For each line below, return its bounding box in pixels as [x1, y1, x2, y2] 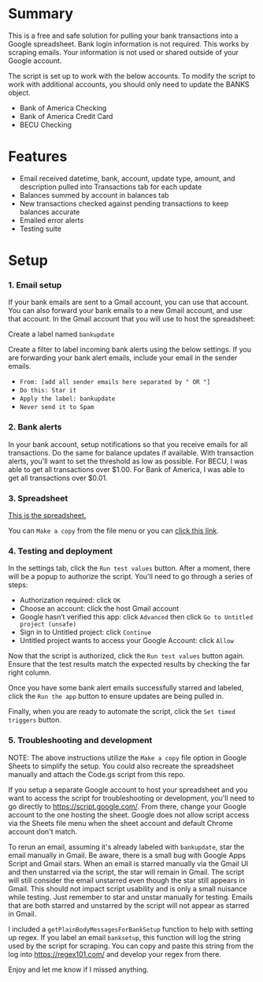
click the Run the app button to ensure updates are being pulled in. [8, 691, 224, 701]
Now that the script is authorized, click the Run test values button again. [8, 651, 245, 660]
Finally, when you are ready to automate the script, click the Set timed [8, 707, 236, 716]
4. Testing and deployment [8, 545, 113, 556]
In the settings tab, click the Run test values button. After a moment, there [8, 564, 250, 573]
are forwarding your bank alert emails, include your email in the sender [8, 353, 238, 363]
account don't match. [8, 827, 78, 836]
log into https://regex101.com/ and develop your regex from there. [8, 949, 222, 958]
